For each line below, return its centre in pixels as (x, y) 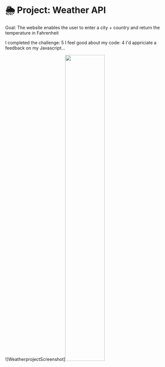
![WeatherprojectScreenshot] (35, 359)
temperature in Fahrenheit (32, 33)
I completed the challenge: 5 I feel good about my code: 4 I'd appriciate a (81, 42)
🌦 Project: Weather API (56, 10)
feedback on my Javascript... (35, 48)
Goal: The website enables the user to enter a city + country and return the (82, 27)
